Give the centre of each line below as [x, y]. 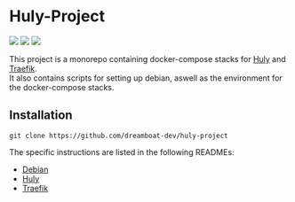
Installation [41, 116]
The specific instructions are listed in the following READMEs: [122, 151]
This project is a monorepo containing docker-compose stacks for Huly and [147, 58]
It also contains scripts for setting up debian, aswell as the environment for [146, 78]
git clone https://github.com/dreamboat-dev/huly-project [119, 136]
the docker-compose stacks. [62, 87]
